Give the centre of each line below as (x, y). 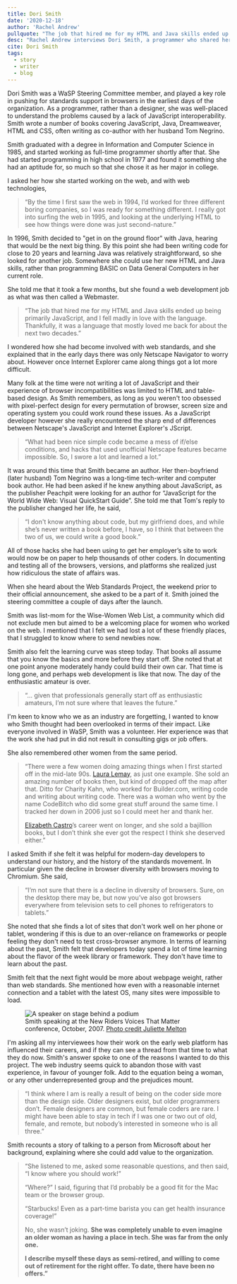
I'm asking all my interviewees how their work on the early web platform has (118, 1042)
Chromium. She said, (38, 876)
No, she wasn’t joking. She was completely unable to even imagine (123, 1230)
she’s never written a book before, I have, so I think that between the (124, 529)
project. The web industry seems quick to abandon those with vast (104, 1065)
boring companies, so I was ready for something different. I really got (125, 209)
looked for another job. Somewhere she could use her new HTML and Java (116, 260)
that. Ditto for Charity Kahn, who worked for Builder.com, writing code (126, 789)
